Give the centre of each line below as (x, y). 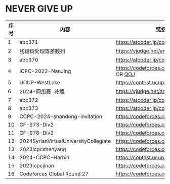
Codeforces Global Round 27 (54, 173)
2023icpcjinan (37, 165)
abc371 (29, 42)
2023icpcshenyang (43, 149)
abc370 (29, 59)
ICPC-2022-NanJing (45, 71)
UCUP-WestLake (40, 82)
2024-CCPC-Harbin (45, 157)
